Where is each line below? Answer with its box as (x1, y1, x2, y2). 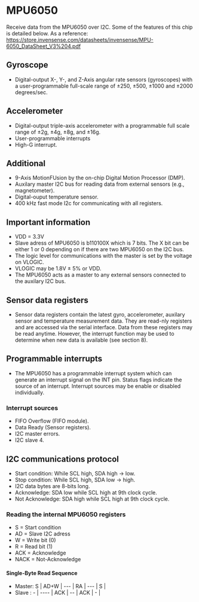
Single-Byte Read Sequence (6, 569, 78, 576)
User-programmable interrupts (14, 134, 91, 142)
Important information (6, 217, 91, 227)
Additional (6, 158, 46, 168)
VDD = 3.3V (14, 233, 45, 240)
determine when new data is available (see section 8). (14, 336, 148, 344)
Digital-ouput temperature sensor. (14, 193, 99, 201)
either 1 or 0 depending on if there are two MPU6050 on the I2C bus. (14, 246, 184, 253)
